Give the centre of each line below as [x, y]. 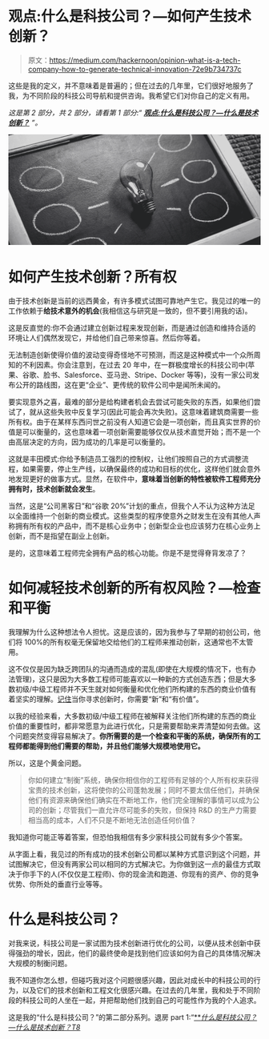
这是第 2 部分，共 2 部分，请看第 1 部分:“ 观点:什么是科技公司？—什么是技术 [133, 112]
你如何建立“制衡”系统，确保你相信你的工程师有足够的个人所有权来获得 [143, 780]
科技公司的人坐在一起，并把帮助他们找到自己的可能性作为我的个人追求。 [141, 1000]
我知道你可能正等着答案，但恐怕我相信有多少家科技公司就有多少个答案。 [127, 836]
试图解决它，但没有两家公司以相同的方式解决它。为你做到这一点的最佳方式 [131, 864]
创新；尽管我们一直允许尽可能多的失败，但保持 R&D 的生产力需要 [149, 810]
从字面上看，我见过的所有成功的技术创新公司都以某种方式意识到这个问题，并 [134, 854]
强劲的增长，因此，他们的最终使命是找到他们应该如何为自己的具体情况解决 [138, 953]
